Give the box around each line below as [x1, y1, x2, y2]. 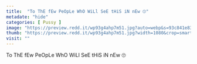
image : [6, 24, 22, 31]
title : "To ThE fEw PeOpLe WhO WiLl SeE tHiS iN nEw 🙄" [6, 8, 149, 15]
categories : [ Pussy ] [6, 19, 62, 25]
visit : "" [6, 35, 30, 41]
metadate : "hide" [6, 14, 49, 20]
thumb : [6, 30, 22, 36]
